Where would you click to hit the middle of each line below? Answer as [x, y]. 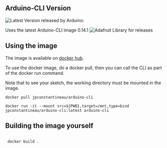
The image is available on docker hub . [45, 58]
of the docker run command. [35, 73]
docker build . [23, 142]
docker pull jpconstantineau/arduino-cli [49, 97]
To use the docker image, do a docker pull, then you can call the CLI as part [83, 68]
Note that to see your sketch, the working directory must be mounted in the [83, 83]
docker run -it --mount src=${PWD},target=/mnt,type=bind [67, 106]
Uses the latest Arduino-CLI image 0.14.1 [47, 30]
